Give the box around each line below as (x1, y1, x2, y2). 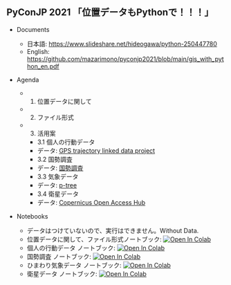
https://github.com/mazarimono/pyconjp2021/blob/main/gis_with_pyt (26, 55, 224, 63)
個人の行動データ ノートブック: (26, 243, 115, 252)
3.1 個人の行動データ (37, 138, 95, 146)
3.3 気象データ (37, 172, 79, 181)
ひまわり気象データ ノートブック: (26, 261, 122, 269)
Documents (16, 25, 50, 33)
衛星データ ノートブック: (26, 269, 98, 278)
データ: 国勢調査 (37, 163, 84, 172)
